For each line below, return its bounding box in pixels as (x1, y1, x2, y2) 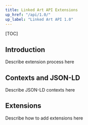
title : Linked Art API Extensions (5, 7, 78, 13)
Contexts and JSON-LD (5, 73, 80, 82)
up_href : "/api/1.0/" (5, 12, 51, 17)
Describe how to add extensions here (5, 115, 83, 121)
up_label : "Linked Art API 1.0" (5, 17, 73, 22)
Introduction (5, 45, 46, 54)
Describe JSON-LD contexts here (5, 87, 75, 93)
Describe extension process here (5, 59, 74, 65)
